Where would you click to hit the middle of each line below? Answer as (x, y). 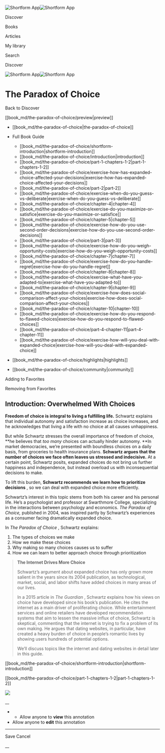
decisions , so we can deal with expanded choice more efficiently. (72, 487)
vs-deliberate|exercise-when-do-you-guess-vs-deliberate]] (80, 198)
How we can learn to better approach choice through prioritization (79, 552)
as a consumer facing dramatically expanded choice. (59, 518)
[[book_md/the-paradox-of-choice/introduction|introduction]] (82, 156)
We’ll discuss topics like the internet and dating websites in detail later (88, 649)
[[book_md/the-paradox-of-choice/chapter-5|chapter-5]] (78, 219)
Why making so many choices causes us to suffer (62, 548)
